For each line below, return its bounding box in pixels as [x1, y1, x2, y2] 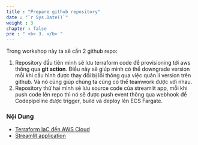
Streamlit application [14, 132, 66, 140]
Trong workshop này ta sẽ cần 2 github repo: [6, 47, 118, 55]
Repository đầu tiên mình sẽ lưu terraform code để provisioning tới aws [14, 59, 191, 67]
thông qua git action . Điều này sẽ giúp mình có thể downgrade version [14, 65, 190, 72]
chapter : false [6, 25, 47, 32]
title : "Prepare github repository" [6, 8, 101, 15]
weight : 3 [6, 20, 34, 26]
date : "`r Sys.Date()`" [6, 14, 68, 20]
